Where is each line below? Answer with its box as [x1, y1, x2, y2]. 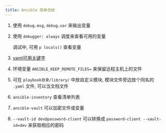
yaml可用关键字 [12, 55, 46, 61]
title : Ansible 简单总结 [5, 7, 55, 13]
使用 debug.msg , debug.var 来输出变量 [12, 22, 91, 28]
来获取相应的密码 [28, 122, 64, 128]
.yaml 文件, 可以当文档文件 [12, 83, 69, 89]
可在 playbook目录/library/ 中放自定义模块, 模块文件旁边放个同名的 [12, 76, 154, 82]
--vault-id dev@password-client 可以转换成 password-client [12, 116, 141, 122]
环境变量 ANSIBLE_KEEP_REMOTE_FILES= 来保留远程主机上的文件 [12, 65, 142, 72]
